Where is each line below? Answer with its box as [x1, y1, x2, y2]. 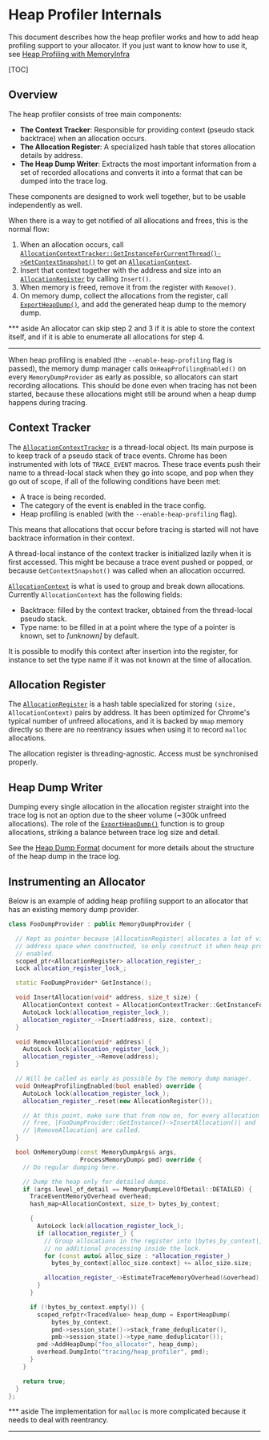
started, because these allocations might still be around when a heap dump [8, 389, 257, 399]
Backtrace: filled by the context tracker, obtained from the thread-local [19, 605, 254, 615]
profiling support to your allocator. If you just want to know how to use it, [8, 40, 248, 50]
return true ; [22, 1377, 66, 1385]
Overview [8, 88, 58, 102]
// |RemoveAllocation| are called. [22, 1126, 142, 1134]
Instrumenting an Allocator [8, 874, 146, 888]
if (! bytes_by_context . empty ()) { [29, 1303, 146, 1311]
